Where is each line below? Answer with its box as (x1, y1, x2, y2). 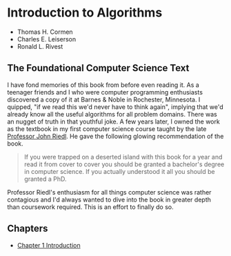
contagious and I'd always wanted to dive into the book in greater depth (7, 195, 212, 204)
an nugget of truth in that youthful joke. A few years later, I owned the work (7, 117, 221, 126)
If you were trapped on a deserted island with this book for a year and (23, 152, 223, 161)
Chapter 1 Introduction (17, 241, 81, 249)
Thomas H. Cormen (17, 28, 74, 36)
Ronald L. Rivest (17, 42, 63, 50)
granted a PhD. (23, 175, 67, 183)
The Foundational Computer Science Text (7, 62, 190, 74)
